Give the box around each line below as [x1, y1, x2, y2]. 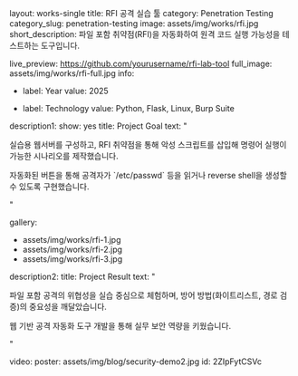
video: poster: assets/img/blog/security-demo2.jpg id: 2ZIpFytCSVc [9, 356, 263, 367]
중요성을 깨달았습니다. [28, 302, 107, 312]
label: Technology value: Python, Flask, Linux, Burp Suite [22, 103, 236, 113]
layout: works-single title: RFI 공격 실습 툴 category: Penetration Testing [9, 8, 274, 18]
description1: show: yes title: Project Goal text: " [9, 121, 187, 131]
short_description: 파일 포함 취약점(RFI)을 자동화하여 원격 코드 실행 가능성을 [9, 29, 281, 39]
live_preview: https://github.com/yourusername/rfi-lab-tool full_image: [9, 58, 273, 69]
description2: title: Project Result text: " [9, 271, 156, 282]
